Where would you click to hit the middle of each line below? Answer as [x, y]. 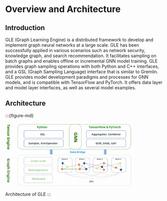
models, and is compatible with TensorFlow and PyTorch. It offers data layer [84, 82]
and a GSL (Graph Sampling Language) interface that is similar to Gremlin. [82, 72]
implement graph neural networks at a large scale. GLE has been [72, 45]
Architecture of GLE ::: [28, 194]
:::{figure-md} [19, 115]
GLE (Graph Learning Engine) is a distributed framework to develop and [79, 40]
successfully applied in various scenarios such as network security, [75, 50]
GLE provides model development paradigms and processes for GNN [77, 77]
